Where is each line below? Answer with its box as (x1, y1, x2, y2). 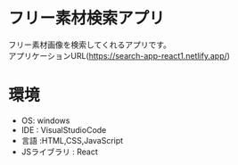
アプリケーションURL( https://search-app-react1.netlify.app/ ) (8, 50, 231, 61)
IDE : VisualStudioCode (21, 124, 107, 135)
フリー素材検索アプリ (8, 8, 166, 29)
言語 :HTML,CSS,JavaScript (21, 135, 124, 145)
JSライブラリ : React (21, 146, 99, 157)
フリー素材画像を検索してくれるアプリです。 (8, 39, 171, 50)
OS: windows (21, 115, 70, 126)
